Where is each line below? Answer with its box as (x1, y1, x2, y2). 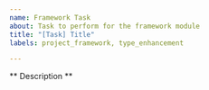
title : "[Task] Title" (9, 30, 95, 39)
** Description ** (9, 71, 73, 82)
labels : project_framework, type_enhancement (9, 38, 184, 48)
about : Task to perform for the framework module (9, 22, 201, 31)
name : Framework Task (9, 13, 91, 22)
